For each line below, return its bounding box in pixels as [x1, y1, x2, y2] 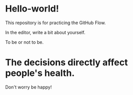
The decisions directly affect [5, 57, 128, 68]
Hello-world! [5, 3, 59, 15]
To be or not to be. [5, 39, 44, 45]
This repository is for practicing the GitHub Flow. [5, 20, 106, 26]
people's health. [5, 67, 75, 79]
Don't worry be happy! [5, 84, 52, 90]
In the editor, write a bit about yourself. [5, 29, 86, 35]
